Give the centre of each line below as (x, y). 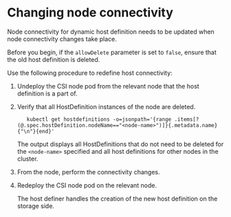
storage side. (36, 206)
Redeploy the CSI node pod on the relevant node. (87, 185)
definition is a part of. (47, 93)
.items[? (187, 119)
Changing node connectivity (90, 13)
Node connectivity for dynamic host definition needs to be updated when (111, 32)
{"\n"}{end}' (36, 131)
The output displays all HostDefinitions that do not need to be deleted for (120, 144)
